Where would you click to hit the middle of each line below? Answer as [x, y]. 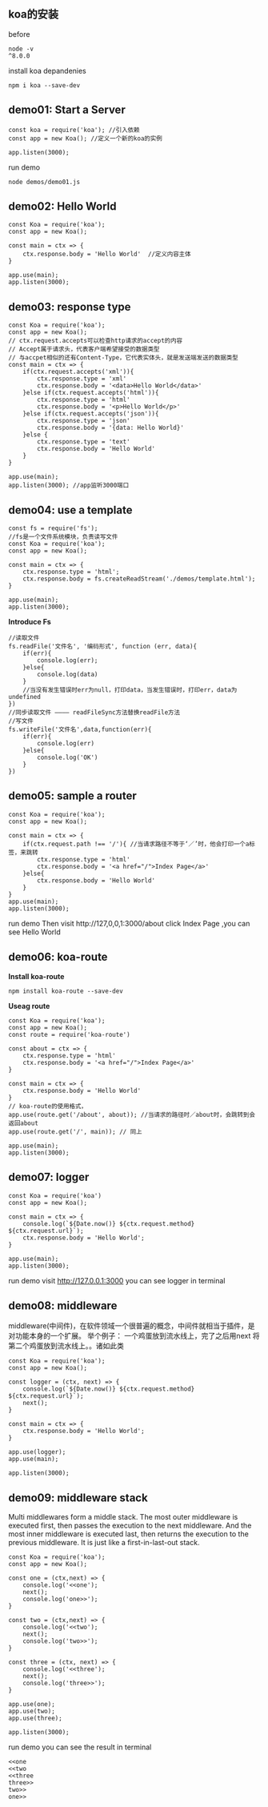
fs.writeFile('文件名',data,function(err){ [80, 730]
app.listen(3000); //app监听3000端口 [69, 486]
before [19, 34]
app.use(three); [35, 1719]
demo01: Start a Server [67, 110]
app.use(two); [32, 1712]
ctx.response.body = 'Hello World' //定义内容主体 [107, 255]
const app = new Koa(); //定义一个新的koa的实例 [85, 139]
